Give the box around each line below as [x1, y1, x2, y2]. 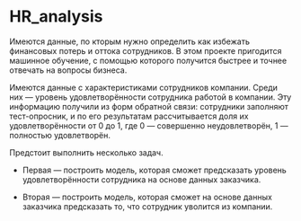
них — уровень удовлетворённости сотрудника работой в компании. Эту [9, 92, 292, 102]
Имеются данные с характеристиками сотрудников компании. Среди [9, 82, 279, 93]
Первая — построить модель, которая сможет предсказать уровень [22, 164, 288, 175]
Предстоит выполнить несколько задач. [9, 146, 164, 158]
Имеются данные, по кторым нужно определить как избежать [9, 36, 250, 47]
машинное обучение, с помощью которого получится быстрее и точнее [9, 55, 288, 66]
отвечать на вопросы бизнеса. [9, 65, 128, 75]
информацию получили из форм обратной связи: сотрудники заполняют [9, 101, 289, 111]
